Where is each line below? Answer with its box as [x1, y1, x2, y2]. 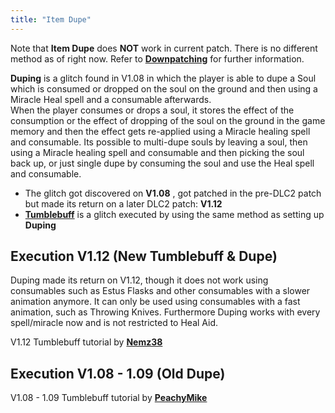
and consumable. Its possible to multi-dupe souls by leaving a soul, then [10, 136, 308, 148]
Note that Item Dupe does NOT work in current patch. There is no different [10, 42, 318, 54]
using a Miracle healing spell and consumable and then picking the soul [10, 146, 305, 158]
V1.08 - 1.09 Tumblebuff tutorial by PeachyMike [10, 392, 208, 404]
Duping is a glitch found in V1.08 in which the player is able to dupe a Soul [10, 72, 317, 84]
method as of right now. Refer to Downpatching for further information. [10, 52, 305, 65]
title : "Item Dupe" [10, 14, 92, 25]
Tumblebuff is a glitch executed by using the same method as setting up [24, 208, 325, 220]
